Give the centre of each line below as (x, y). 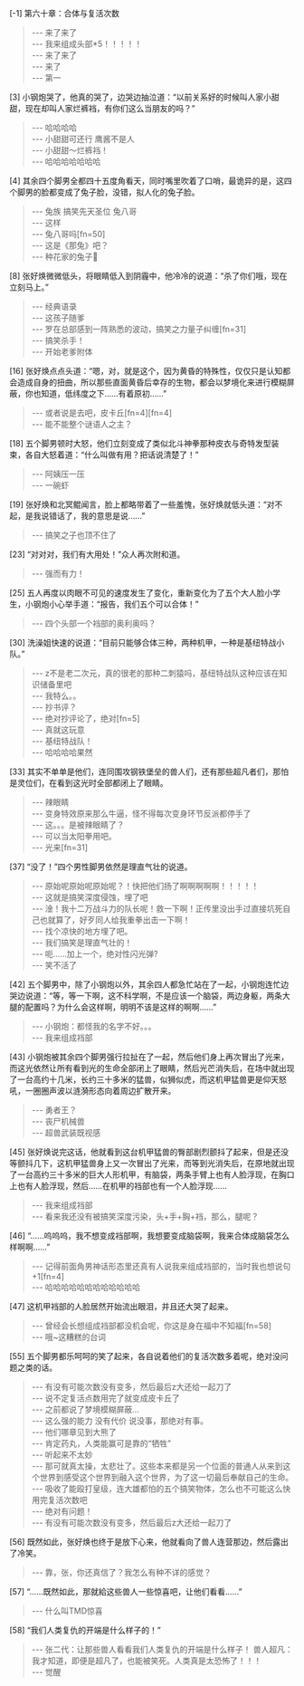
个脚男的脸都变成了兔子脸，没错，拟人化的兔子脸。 (104, 192)
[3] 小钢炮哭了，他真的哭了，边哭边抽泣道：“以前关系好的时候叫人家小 (140, 97)
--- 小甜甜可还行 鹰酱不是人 (83, 139)
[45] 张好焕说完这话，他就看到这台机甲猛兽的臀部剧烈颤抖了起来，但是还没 (149, 1152)
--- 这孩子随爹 (58, 318)
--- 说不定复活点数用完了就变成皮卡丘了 (106, 1398)
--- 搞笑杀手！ (58, 340)
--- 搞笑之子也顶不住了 (74, 535)
